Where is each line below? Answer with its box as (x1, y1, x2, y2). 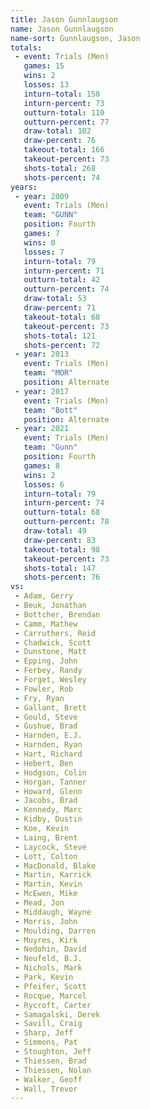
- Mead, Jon (14, 898, 65, 908)
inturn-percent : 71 (23, 266, 105, 276)
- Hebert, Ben (14, 758, 74, 768)
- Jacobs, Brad (14, 796, 78, 806)
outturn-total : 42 (23, 275, 101, 285)
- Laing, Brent (14, 832, 78, 843)
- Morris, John (14, 916, 78, 926)
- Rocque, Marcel (14, 991, 87, 1001)
